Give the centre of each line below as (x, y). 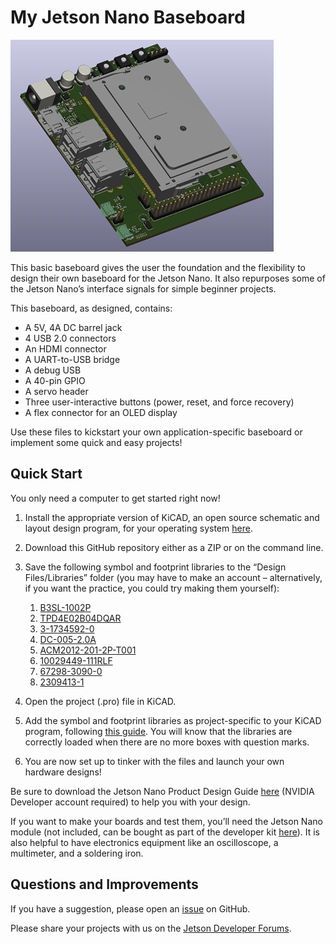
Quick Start (46, 474)
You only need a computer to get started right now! (115, 498)
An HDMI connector (65, 348)
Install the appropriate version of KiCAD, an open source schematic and (172, 517)
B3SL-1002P (65, 607)
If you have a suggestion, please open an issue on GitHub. (130, 908)
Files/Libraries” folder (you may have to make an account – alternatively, (173, 577)
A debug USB (53, 370)
